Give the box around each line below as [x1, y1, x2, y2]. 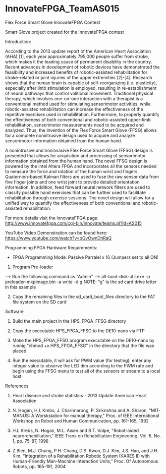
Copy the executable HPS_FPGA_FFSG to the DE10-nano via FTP [12, 328, 145, 334]
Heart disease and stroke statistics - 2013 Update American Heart [12, 392, 147, 398]
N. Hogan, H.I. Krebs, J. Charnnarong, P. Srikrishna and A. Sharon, [12, 407, 148, 413]
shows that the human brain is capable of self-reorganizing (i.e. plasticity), [5, 80, 157, 86]
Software [5, 308, 24, 314]
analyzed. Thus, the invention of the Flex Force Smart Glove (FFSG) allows [5, 127, 157, 133]
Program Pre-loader [12, 264, 54, 270]
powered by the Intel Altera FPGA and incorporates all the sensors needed [5, 163, 157, 169]
